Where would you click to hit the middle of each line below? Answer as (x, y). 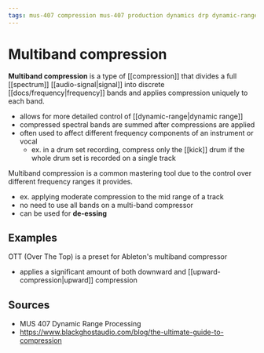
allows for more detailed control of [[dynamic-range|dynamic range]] (131, 116)
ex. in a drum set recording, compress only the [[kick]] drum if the (138, 149)
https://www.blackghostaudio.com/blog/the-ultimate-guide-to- (121, 332)
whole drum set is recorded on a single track (104, 158)
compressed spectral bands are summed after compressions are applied (137, 124)
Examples (33, 237)
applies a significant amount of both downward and (103, 272)
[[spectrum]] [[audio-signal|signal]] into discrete (86, 84)
